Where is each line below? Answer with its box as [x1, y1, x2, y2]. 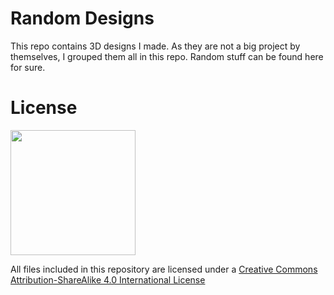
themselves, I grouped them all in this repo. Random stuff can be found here [10, 50, 324, 62]
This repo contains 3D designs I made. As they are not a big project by [10, 40, 301, 52]
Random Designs [10, 7, 155, 30]
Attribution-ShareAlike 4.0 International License [10, 273, 206, 286]
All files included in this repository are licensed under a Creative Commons [10, 263, 318, 275]
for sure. [10, 61, 46, 73]
